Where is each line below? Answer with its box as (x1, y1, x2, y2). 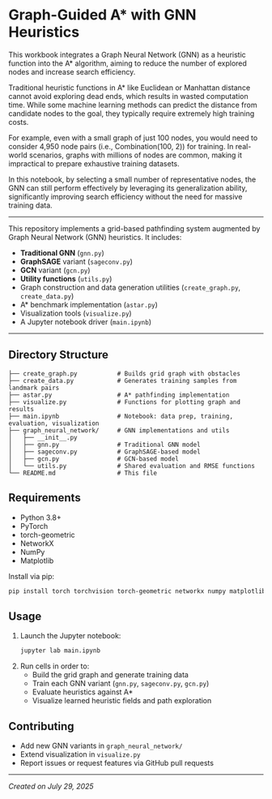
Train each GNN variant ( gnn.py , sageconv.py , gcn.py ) (32, 679, 210, 689)
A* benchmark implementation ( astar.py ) (19, 299, 158, 309)
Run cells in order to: (19, 661, 90, 671)
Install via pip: (8, 571, 55, 581)
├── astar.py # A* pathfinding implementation (8, 391, 230, 399)
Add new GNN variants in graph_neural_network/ (19, 741, 183, 750)
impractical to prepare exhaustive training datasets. (8, 158, 180, 168)
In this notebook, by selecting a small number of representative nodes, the (8, 174, 257, 184)
